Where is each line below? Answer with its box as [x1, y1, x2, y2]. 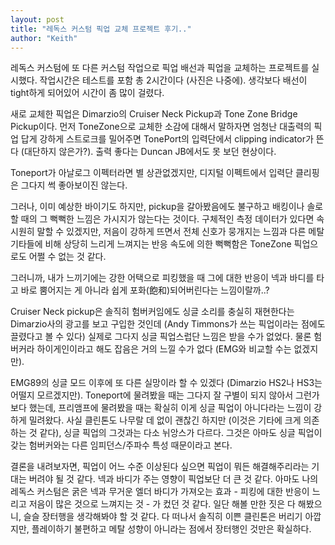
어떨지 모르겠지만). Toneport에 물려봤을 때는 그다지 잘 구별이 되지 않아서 [10, 389, 294, 401]
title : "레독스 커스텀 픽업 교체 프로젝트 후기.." [10, 24, 192, 34]
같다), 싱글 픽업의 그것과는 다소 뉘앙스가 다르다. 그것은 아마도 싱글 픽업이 [39, 427, 323, 439]
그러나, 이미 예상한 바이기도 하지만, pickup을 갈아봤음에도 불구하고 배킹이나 [10, 201, 305, 213]
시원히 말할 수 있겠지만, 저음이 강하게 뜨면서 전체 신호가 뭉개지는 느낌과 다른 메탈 [10, 226, 325, 238]
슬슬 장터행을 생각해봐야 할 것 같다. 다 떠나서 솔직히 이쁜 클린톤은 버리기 [23, 511, 303, 523]
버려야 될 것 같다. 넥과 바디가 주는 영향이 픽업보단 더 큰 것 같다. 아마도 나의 [28, 473, 319, 485]
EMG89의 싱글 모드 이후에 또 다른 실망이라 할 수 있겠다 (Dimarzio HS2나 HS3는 [10, 377, 323, 389]
